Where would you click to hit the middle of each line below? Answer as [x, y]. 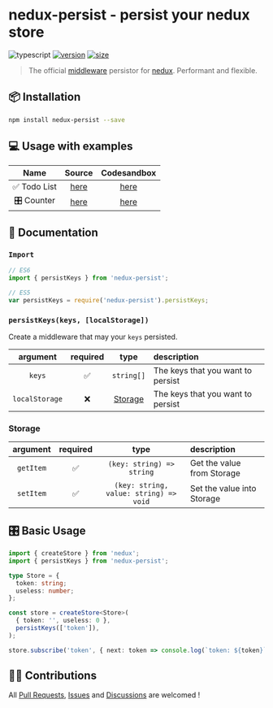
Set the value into [223, 489]
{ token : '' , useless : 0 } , [63, 621]
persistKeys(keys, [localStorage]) [79, 320]
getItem [32, 468]
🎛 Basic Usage [47, 530]
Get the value [215, 463]
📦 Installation [45, 97]
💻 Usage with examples [71, 147]
